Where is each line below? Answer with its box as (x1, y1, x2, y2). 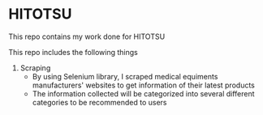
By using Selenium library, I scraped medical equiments (32, 71, 218, 81)
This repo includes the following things (8, 47, 138, 57)
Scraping (19, 62, 51, 73)
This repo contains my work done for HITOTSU (8, 32, 166, 41)
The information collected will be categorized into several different (32, 88, 255, 98)
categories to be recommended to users (32, 97, 167, 107)
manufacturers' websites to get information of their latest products (32, 80, 256, 90)
